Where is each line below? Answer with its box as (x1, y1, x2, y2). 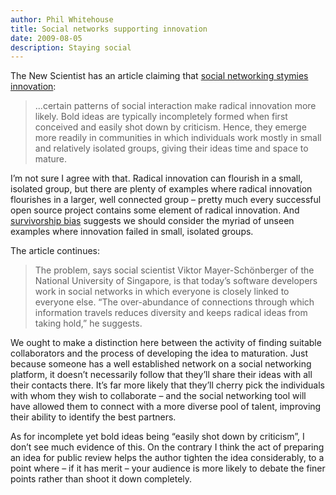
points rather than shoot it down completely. (10, 473, 193, 485)
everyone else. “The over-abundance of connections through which (34, 296, 315, 308)
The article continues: (10, 245, 100, 257)
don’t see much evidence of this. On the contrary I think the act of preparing (10, 441, 325, 453)
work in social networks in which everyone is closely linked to (34, 286, 290, 298)
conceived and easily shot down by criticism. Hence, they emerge (34, 121, 307, 133)
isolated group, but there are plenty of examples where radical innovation (10, 183, 313, 195)
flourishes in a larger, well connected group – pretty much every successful (10, 194, 322, 206)
